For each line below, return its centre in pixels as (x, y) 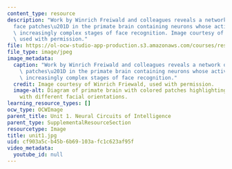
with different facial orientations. (74, 97)
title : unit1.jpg (32, 135)
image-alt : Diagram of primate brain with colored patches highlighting (120, 90)
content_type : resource (41, 13)
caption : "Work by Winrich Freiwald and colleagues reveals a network (117, 65)
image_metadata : (30, 59)
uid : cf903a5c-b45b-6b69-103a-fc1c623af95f (71, 142)
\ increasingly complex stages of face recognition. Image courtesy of (119, 33)
